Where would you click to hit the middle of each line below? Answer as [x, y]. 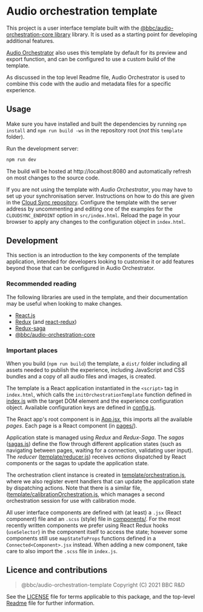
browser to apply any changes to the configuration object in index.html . [96, 221]
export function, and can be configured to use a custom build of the [91, 59]
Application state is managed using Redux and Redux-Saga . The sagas [95, 437]
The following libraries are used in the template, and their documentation [97, 297]
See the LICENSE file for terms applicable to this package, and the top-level [101, 596]
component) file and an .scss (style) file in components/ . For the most [93, 519]
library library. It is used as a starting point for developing [126, 34]
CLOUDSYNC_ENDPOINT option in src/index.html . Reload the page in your [93, 215]
